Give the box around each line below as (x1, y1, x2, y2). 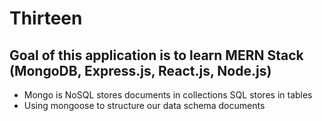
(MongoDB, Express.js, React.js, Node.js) (9, 62, 272, 79)
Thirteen (9, 7, 83, 30)
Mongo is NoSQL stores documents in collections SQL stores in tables (23, 89, 313, 101)
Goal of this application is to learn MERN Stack (9, 47, 304, 64)
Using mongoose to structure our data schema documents (23, 100, 266, 111)
